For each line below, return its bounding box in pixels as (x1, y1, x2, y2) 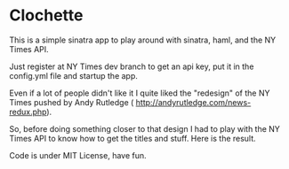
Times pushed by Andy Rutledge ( (9, 96, 134, 107)
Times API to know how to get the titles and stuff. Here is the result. (9, 133, 256, 143)
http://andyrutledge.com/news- (135, 96, 252, 107)
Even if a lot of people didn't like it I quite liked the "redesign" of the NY (9, 88, 270, 98)
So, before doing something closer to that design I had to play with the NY (9, 123, 280, 134)
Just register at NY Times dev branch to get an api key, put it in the (9, 61, 254, 72)
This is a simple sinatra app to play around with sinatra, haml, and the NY (9, 35, 277, 45)
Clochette (9, 5, 84, 26)
